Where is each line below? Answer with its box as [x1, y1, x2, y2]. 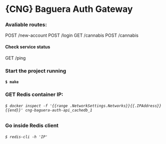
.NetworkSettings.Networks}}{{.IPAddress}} [69, 103, 162, 108]
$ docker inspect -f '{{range [5, 103, 68, 108]
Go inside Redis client [5, 122, 59, 129]
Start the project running [5, 67, 66, 74]
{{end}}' [5, 108, 23, 113]
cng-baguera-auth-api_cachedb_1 [25, 108, 93, 113]
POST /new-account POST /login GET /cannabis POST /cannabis [5, 32, 139, 38]
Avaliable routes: [5, 21, 47, 28]
